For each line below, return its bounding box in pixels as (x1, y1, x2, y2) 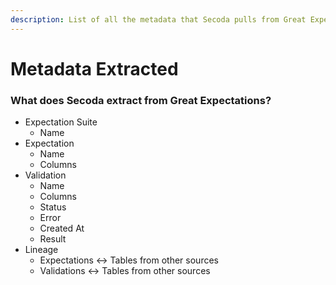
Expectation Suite (24, 116, 98, 128)
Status (39, 201, 67, 213)
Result (39, 233, 67, 245)
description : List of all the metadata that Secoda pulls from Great (10, 14, 307, 25)
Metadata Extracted (10, 57, 179, 80)
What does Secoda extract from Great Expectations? (10, 93, 272, 107)
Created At (39, 222, 85, 235)
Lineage (24, 244, 59, 256)
